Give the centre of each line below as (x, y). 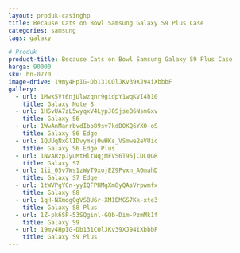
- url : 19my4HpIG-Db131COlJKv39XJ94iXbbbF (87, 230)
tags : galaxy (30, 38)
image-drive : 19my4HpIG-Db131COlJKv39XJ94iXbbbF (90, 82)
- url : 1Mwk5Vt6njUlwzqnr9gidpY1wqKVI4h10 (87, 96)
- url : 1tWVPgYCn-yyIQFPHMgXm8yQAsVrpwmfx (87, 185)
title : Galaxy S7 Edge (60, 178)
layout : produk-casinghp (49, 16)
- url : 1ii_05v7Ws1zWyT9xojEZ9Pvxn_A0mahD (87, 171)
